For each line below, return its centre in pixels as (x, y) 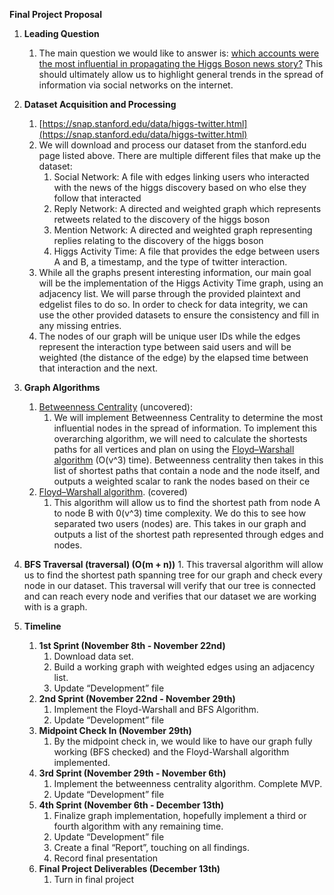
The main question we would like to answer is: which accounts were (179, 53)
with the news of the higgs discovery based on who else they (180, 187)
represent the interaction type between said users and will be (165, 347)
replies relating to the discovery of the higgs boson (158, 240)
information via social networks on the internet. (136, 85)
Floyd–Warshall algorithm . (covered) (113, 492)
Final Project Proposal (55, 14)
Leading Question (61, 33)
